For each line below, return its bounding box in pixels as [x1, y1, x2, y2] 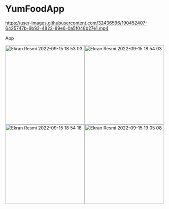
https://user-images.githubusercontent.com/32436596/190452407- [5, 20, 148, 26]
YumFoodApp [5, 3, 65, 15]
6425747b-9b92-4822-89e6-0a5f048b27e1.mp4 [5, 25, 109, 31]
